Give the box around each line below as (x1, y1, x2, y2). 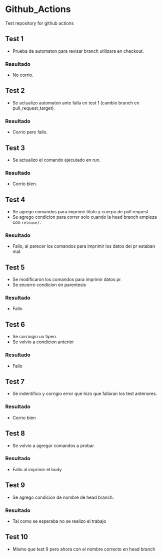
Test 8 (5, 429, 25, 438)
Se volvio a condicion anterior (12, 339, 74, 345)
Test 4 (5, 195, 25, 204)
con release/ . (12, 219, 41, 225)
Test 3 (5, 144, 25, 152)
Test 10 (5, 533, 28, 541)
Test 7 (5, 377, 25, 386)
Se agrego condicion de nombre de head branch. (12, 494, 114, 500)
